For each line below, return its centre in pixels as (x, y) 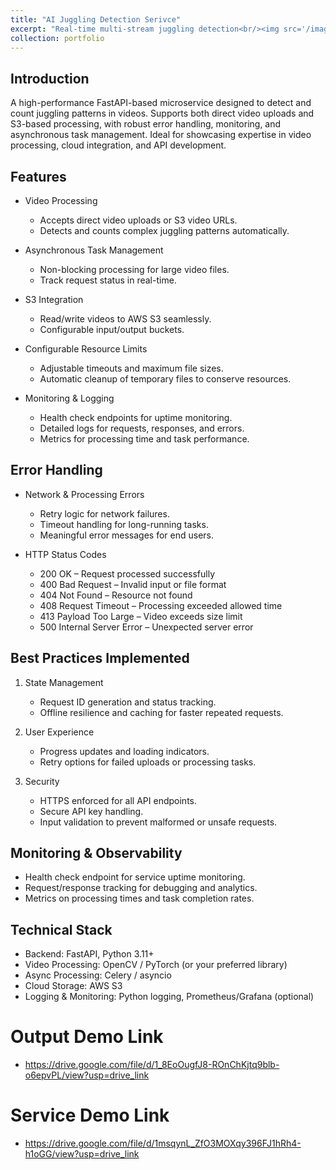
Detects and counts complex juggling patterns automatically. (164, 230)
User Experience (59, 732)
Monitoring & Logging (69, 398)
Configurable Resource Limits (86, 349)
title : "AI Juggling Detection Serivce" (96, 19)
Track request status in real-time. (108, 280)
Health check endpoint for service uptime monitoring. (135, 877)
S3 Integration (54, 299)
